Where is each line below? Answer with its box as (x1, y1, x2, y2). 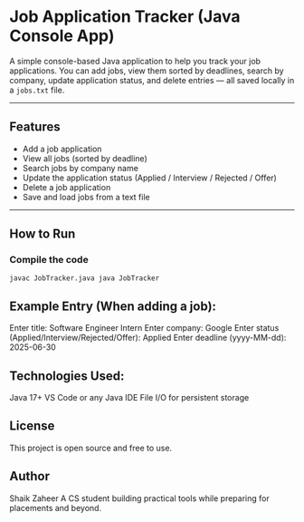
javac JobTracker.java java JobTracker (9, 274, 160, 283)
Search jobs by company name (22, 162, 138, 173)
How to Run (9, 227, 76, 242)
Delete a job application (22, 181, 111, 192)
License (9, 419, 55, 434)
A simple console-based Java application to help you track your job (9, 55, 261, 66)
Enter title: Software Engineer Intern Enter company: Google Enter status (9, 323, 280, 333)
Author (9, 469, 50, 484)
